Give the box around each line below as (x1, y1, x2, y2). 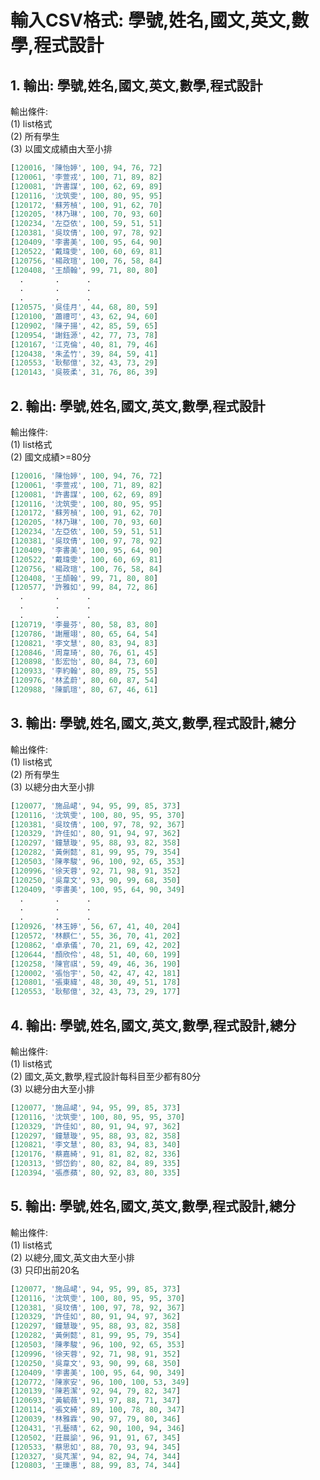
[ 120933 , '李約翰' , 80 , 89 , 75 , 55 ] (10, 666, 159, 676)
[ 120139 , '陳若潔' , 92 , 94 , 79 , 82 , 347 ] (10, 1386, 182, 1396)
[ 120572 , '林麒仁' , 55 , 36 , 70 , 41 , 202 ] (10, 931, 182, 941)
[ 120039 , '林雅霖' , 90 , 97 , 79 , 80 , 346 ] (10, 1414, 182, 1424)
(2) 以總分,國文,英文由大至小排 (10, 1251, 135, 1263)
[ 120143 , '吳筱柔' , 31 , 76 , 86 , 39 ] (10, 367, 159, 378)
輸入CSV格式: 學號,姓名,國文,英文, (10, 9, 292, 32)
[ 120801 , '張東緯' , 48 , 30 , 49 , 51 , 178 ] (10, 977, 182, 988)
